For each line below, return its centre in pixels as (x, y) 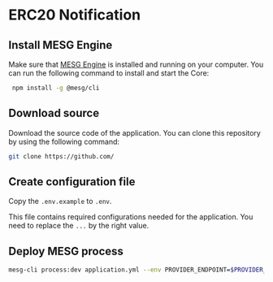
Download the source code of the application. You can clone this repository (135, 132)
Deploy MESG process (66, 251)
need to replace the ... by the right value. (79, 226)
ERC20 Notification (75, 15)
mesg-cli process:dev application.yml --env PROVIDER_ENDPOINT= (119, 270)
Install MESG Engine (61, 45)
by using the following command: (64, 141)
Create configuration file (72, 182)
